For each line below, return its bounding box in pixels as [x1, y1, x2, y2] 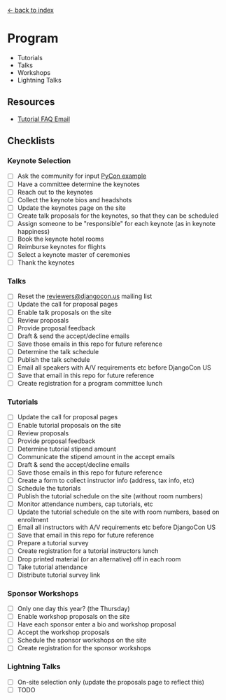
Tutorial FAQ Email [17, 115, 71, 123]
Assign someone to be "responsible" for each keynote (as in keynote [17, 219, 216, 227]
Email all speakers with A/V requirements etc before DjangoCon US [17, 363, 211, 372]
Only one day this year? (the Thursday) [17, 605, 131, 613]
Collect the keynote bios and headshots [17, 195, 132, 204]
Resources [7, 96, 55, 108]
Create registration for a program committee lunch [17, 379, 163, 388]
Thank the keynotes [17, 258, 75, 267]
